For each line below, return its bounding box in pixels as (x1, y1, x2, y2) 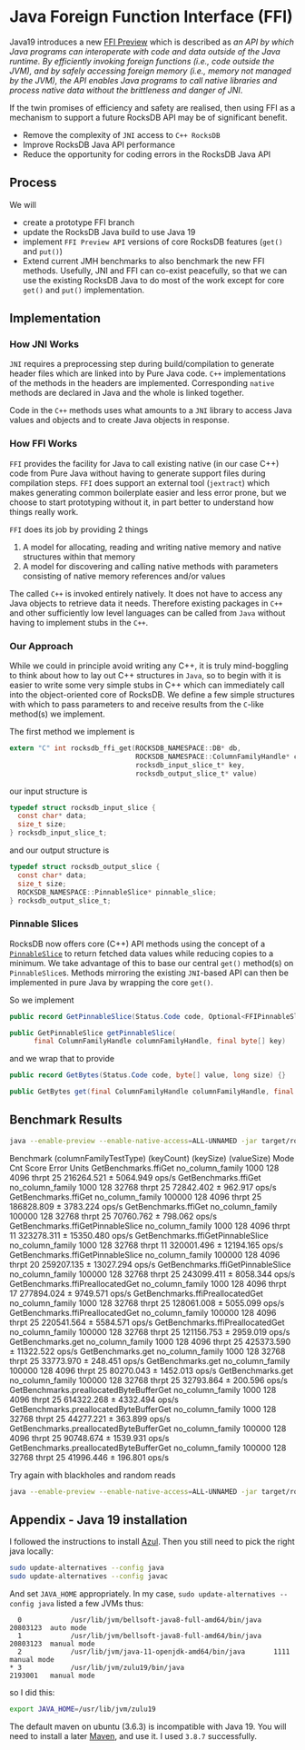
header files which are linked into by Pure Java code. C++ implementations (9, 368, 286, 379)
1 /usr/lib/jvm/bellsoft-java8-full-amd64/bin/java (17, 1632, 261, 1641)
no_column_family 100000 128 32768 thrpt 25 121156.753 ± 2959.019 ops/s (9, 1326, 290, 1337)
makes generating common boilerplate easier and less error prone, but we (9, 487, 288, 498)
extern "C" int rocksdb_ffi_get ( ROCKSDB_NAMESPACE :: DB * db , (9, 744, 242, 753)
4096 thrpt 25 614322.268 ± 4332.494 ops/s (9, 1394, 179, 1405)
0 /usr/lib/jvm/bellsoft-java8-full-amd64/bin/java (17, 1616, 261, 1625)
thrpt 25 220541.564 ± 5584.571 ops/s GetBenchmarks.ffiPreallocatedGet (9, 1317, 285, 1328)
